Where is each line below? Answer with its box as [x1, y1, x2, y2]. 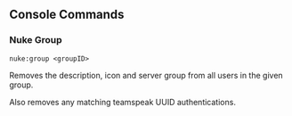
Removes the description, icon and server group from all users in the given [9, 70, 283, 80]
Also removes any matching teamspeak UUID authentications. [9, 96, 236, 107]
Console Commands [9, 7, 125, 22]
